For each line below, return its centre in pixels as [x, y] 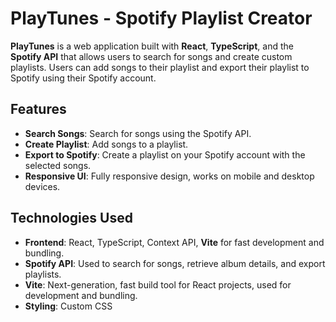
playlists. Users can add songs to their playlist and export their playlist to [160, 67]
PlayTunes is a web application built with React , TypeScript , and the [152, 46]
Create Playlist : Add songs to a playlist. [106, 144]
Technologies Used [71, 218]
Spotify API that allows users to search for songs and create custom [151, 56]
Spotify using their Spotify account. [83, 78]
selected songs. [58, 165]
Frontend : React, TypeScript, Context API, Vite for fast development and [174, 242]
